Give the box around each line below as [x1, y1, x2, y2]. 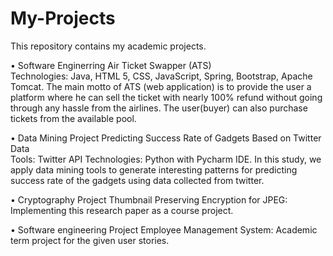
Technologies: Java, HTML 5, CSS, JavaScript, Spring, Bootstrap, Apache [10, 70, 313, 82]
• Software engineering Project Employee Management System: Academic [10, 223, 318, 236]
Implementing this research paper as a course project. [10, 204, 234, 216]
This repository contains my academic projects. [10, 40, 207, 52]
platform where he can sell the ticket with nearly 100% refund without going [10, 91, 323, 103]
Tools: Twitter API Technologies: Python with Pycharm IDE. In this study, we [10, 153, 322, 165]
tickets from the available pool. [10, 112, 137, 124]
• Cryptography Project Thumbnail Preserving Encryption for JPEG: [10, 193, 288, 206]
